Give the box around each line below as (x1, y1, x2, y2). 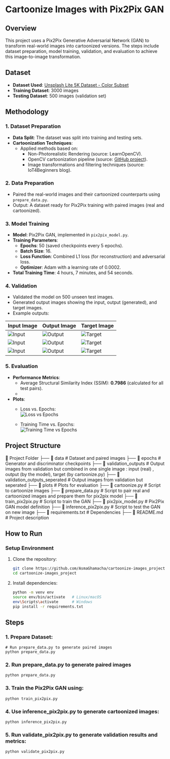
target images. (12, 305, 43, 311)
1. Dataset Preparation (5, 123, 61, 130)
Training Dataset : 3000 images (12, 87, 79, 93)
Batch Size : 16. (20, 248, 52, 254)
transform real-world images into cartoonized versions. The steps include (5, 43, 159, 49)
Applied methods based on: (20, 145, 78, 151)
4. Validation (5, 282, 37, 290)
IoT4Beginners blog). (27, 167, 72, 173)
